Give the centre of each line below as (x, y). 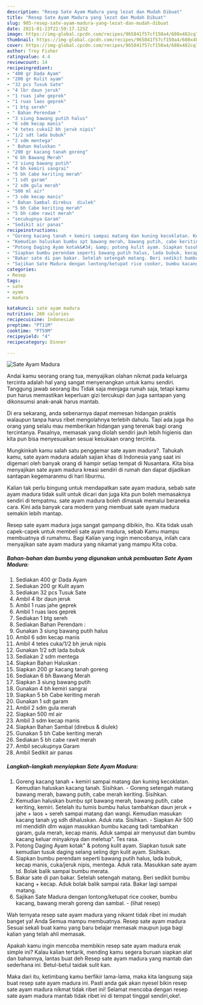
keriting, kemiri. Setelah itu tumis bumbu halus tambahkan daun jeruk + (104, 807)
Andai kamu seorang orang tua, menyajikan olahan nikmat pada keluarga (97, 376)
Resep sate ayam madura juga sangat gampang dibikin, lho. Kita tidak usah (100, 525)
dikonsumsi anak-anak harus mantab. (53, 402)
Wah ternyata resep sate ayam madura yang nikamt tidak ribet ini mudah (97, 915)
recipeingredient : (30, 68)
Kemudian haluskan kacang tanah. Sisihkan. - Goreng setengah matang (104, 788)
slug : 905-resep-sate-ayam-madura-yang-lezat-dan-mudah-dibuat (88, 23)
